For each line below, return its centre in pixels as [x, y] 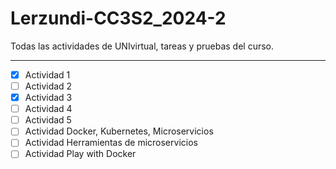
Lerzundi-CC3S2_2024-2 [118, 18]
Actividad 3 [48, 98]
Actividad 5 [48, 120]
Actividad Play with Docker [80, 154]
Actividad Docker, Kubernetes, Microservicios [119, 131]
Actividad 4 [48, 109]
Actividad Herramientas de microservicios [111, 143]
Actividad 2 [48, 86]
